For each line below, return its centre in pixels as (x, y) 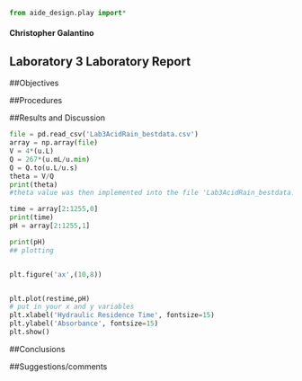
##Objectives (34, 83)
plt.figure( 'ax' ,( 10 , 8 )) (56, 274)
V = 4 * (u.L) (31, 151)
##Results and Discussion (58, 118)
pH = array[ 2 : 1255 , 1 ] (50, 226)
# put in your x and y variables (72, 307)
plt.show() (30, 332)
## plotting (31, 250)
